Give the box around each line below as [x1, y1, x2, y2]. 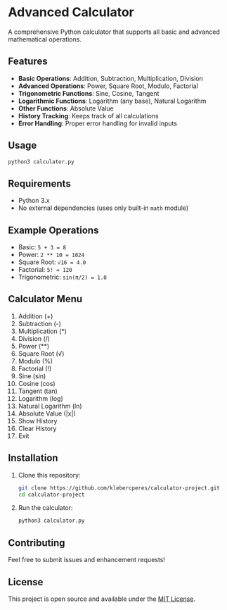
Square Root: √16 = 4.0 [18, 258, 86, 266]
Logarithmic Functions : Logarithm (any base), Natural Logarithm [18, 97, 207, 105]
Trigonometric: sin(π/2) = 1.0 [18, 273, 108, 282]
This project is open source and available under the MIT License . [8, 595, 196, 603]
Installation [8, 452, 58, 464]
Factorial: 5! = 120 [18, 266, 72, 274]
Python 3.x [18, 197, 50, 205]
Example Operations [8, 224, 99, 236]
